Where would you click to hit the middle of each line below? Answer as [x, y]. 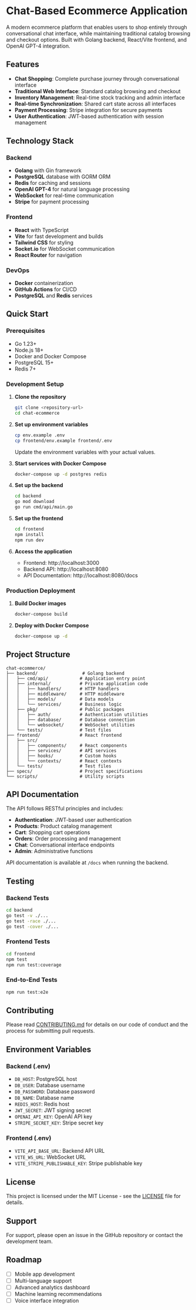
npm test [17, 959]
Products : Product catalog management [63, 826]
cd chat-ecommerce [37, 413]
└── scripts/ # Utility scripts [65, 776]
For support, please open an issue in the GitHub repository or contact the [94, 1235]
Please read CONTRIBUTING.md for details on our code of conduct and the [97, 1025]
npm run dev [29, 540]
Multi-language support [43, 1281]
